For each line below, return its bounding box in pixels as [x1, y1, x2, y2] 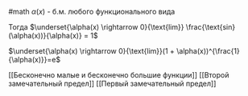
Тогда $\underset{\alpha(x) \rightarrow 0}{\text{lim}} [8, 22, 184, 31]
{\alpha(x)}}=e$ [8, 55, 61, 64]
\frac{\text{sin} [185, 22, 236, 31]
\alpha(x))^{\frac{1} [176, 46, 240, 55]
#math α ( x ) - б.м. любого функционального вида [8, 7, 176, 16]
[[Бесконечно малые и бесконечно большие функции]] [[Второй [8, 70, 229, 79]
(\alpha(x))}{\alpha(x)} [8, 31, 82, 40]
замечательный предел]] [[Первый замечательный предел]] [8, 79, 217, 88]
